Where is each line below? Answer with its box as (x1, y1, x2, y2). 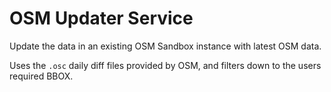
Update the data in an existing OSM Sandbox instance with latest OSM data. (9, 40, 322, 52)
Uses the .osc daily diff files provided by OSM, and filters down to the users (9, 59, 322, 71)
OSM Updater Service (9, 7, 194, 30)
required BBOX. (9, 70, 74, 82)
